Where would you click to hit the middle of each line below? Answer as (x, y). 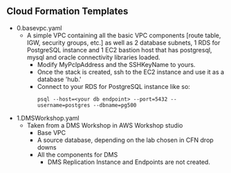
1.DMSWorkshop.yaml (48, 118)
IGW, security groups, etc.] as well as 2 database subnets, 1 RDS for (123, 42)
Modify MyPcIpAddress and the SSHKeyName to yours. (116, 64)
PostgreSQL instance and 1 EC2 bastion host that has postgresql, (119, 50)
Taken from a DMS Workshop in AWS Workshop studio (105, 125)
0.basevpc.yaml (39, 28)
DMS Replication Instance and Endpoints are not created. (129, 162)
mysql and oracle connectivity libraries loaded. (93, 57)
